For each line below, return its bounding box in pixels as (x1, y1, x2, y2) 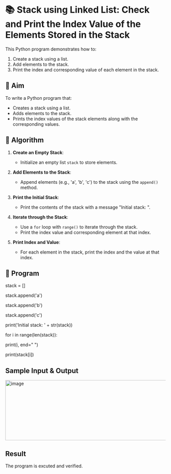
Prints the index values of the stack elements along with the (12, 116, 138, 122)
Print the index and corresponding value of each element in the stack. (12, 67, 159, 73)
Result (5, 449, 26, 458)
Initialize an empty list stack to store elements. (20, 159, 118, 165)
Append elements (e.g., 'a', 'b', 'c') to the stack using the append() (20, 179, 159, 185)
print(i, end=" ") (5, 342, 39, 348)
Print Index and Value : (12, 239, 61, 245)
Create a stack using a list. (12, 55, 69, 62)
